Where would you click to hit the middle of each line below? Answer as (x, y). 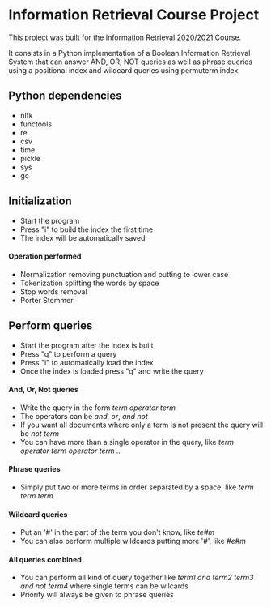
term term (37, 495)
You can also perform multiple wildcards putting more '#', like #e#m (133, 541)
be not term (39, 433)
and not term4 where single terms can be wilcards (104, 586)
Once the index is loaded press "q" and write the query (112, 371)
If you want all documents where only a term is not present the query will (142, 425)
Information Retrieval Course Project (134, 15)
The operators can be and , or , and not (84, 416)
